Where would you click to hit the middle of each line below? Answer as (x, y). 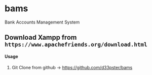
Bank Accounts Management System (42, 22)
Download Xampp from (41, 37)
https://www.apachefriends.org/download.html (76, 45)
